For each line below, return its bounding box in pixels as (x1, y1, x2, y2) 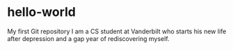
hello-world (7, 4, 77, 20)
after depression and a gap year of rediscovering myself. (7, 34, 170, 42)
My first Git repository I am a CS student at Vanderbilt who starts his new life (7, 27, 227, 35)
